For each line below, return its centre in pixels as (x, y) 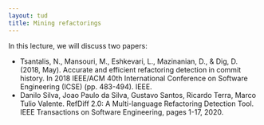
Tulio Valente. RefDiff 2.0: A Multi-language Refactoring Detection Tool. (137, 104)
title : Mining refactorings (55, 23)
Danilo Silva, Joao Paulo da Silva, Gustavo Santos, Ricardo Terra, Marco (138, 95)
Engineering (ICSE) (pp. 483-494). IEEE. (86, 86)
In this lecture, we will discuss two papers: (78, 45)
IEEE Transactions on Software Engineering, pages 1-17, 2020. (122, 111)
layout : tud (28, 16)
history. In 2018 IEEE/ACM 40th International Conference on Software (134, 78)
